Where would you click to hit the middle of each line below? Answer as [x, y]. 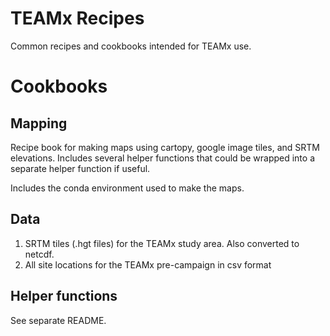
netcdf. [39, 254]
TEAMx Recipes [77, 18]
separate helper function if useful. [80, 168]
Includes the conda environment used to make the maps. [127, 188]
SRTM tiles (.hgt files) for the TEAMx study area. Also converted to [162, 243]
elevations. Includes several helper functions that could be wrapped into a [163, 158]
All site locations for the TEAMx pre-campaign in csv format [148, 264]
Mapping [39, 123]
